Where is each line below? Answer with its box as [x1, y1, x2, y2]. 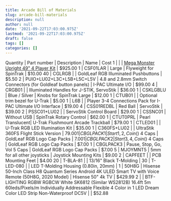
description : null [5, 17, 44, 22]
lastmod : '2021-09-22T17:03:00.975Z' [5, 31, 86, 36]
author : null [5, 21, 33, 27]
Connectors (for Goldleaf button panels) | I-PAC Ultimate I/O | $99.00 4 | [5, 81, 158, 87]
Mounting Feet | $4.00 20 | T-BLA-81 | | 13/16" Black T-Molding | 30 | [5, 157, 151, 164]
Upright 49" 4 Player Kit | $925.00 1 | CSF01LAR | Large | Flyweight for [5, 65, 154, 71]
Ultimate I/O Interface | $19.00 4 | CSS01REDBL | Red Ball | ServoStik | [15, 103, 163, 109]
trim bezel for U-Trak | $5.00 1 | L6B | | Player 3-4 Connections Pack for [5, 98, 156, 104]
